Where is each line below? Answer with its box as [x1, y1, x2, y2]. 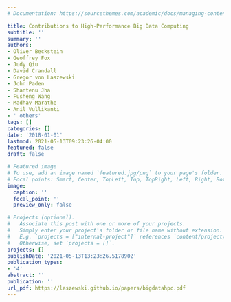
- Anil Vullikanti [7, 106, 60, 113]
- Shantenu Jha [7, 87, 51, 94]
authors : [7, 42, 32, 49]
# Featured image [7, 163, 57, 170]
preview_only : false [13, 201, 72, 209]
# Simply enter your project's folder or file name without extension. [7, 227, 223, 234]
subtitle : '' [7, 29, 45, 36]
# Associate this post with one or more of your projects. [7, 221, 186, 228]
